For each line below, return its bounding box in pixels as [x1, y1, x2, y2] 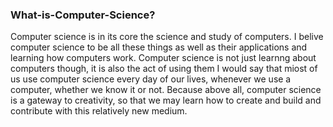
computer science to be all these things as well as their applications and [10, 41, 308, 53]
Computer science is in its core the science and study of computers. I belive [10, 31, 324, 43]
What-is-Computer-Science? [10, 8, 156, 22]
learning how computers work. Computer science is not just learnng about [10, 52, 317, 64]
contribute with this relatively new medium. [10, 105, 188, 117]
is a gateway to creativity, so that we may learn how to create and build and [10, 94, 322, 107]
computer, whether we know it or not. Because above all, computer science [10, 84, 322, 96]
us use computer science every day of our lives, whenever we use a [10, 73, 292, 85]
